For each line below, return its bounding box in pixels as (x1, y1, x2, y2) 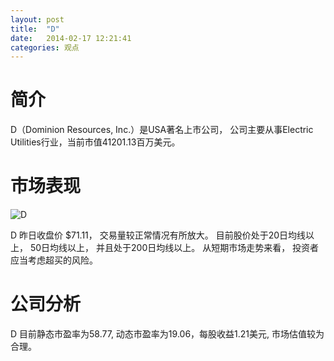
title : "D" (10, 24, 60, 34)
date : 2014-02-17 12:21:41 (10, 33, 132, 43)
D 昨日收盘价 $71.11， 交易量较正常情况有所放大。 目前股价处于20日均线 (10, 229, 307, 241)
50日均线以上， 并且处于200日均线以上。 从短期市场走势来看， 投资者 (29, 242, 320, 254)
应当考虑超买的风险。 (10, 254, 98, 266)
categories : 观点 (10, 42, 80, 53)
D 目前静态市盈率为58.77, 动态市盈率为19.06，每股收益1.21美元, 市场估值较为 (10, 328, 325, 340)
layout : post (10, 14, 65, 25)
